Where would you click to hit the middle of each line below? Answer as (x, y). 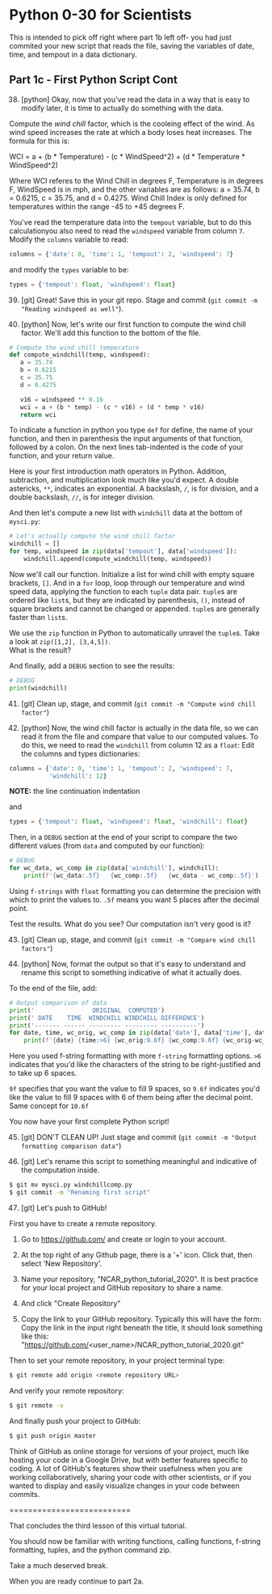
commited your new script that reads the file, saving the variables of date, (132, 45)
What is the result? (40, 650)
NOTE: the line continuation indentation (75, 791)
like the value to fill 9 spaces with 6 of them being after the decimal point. (131, 1098)
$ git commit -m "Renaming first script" (80, 1192)
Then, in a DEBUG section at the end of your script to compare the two (123, 837)
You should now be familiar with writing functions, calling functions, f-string (135, 1541)
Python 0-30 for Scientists (100, 15)
